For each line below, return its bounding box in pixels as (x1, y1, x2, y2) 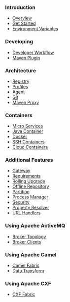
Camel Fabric (12, 262, 39, 269)
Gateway (12, 168, 31, 174)
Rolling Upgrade (12, 178, 45, 184)
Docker (12, 133, 28, 140)
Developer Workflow (12, 49, 54, 56)
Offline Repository (12, 183, 49, 189)
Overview (12, 15, 32, 21)
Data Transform (12, 268, 44, 274)
